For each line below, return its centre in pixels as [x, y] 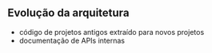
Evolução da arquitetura [68, 13]
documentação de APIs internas [72, 40]
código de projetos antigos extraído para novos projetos [112, 32]
